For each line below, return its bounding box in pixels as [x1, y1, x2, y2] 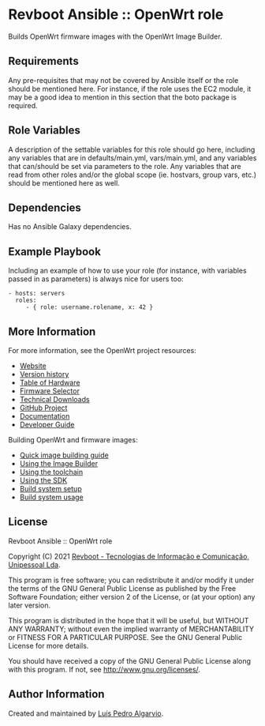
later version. [8, 600, 51, 610]
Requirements [8, 55, 79, 68]
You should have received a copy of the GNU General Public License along [8, 656, 251, 665]
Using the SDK [19, 476, 68, 485]
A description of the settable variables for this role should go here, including [8, 145, 256, 154]
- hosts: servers [8, 290, 65, 298]
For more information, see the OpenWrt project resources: [8, 346, 197, 355]
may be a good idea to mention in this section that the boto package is [8, 92, 237, 102]
